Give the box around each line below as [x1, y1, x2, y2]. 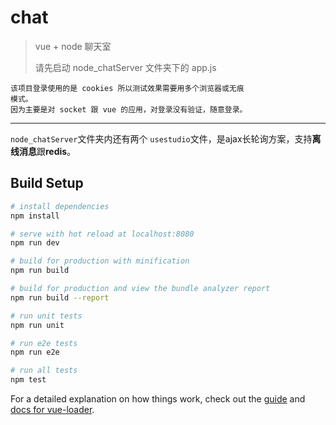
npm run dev [10, 238, 60, 248]
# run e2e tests [10, 338, 78, 348]
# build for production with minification [10, 256, 190, 266]
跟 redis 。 [36, 145, 77, 157]
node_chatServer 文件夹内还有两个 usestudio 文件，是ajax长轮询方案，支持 [10, 132, 313, 145]
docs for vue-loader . [10, 404, 95, 415]
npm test [10, 375, 47, 385]
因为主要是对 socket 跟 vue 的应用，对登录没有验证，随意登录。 [10, 104, 248, 115]
